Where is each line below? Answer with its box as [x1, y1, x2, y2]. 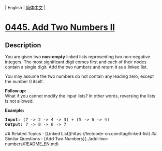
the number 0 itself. [5, 79, 44, 84]
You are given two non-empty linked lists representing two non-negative [5, 54, 150, 59]
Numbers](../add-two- [64, 136, 109, 141]
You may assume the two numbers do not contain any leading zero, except [5, 73, 154, 79]
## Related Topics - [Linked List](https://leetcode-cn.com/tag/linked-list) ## [5, 131, 157, 137]
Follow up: [5, 88, 27, 94]
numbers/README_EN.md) [5, 141, 59, 147]
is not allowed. [5, 98, 34, 104]
